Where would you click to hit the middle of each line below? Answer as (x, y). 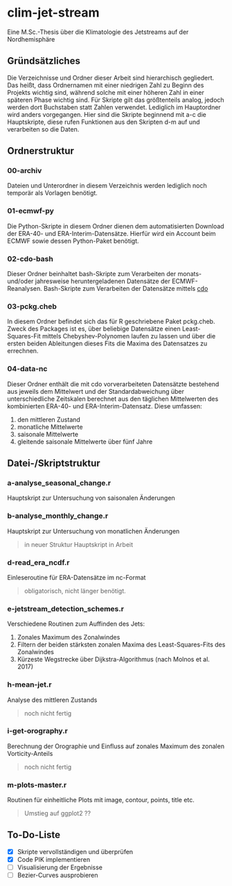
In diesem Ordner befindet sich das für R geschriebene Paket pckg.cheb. (111, 322)
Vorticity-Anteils (30, 753)
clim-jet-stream (53, 13)
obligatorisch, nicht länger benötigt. (75, 590)
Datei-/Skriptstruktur (54, 463)
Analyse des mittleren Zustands (52, 700)
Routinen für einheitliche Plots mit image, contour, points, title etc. (101, 800)
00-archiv (25, 171)
